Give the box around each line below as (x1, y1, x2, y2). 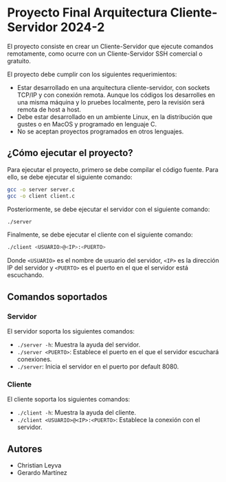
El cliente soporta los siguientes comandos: (7, 395, 131, 404)
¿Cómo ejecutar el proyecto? (7, 147, 134, 159)
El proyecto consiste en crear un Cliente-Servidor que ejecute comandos (7, 42, 214, 50)
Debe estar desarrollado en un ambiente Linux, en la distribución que (16, 112, 213, 121)
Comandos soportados (7, 291, 108, 303)
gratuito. (7, 56, 31, 65)
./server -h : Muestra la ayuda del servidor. (16, 340, 141, 349)
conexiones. (16, 355, 52, 363)
